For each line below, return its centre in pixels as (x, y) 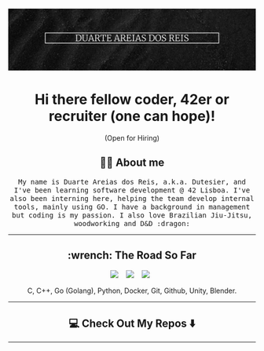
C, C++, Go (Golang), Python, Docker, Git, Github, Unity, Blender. (132, 291)
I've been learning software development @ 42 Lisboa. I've (132, 190)
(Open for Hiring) (132, 137)
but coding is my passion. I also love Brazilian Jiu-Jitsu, (132, 215)
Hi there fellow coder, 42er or (132, 100)
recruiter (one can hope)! (132, 117)
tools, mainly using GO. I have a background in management (132, 207)
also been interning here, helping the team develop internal (132, 198)
